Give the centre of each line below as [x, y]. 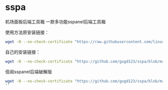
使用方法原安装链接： [27, 32]
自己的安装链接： [23, 52]
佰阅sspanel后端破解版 [29, 71]
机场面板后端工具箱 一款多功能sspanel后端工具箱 [55, 21]
